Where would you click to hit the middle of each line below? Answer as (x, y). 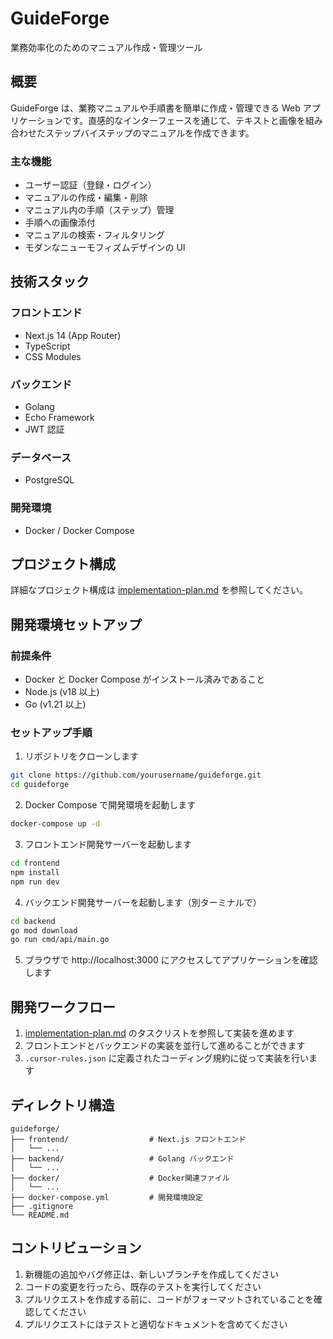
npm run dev (35, 882)
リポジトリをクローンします (82, 756)
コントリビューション (76, 1248)
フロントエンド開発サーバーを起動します (108, 844)
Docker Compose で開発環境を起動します (110, 805)
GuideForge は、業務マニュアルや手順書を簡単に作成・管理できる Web (155, 108)
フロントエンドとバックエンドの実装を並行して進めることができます (165, 1046)
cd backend (33, 921)
